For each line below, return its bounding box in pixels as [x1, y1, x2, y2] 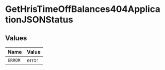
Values [5, 34, 27, 42]
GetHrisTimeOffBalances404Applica [5, 3, 161, 15]
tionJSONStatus [5, 14, 74, 25]
